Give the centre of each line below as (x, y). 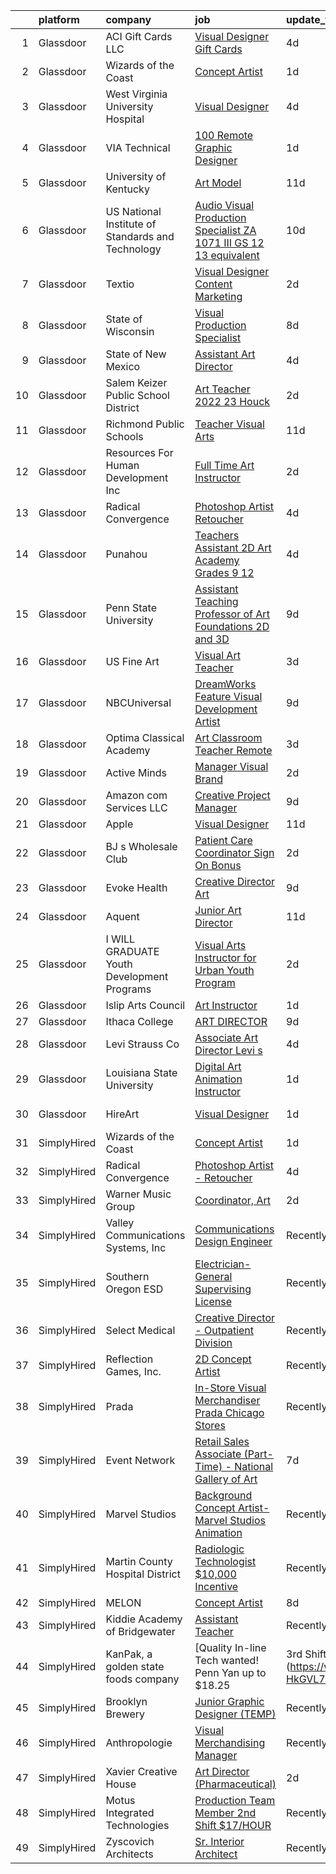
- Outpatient (224, 1330)
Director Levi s (228, 1050)
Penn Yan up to (230, 1672)
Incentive (216, 1586)
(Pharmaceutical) (235, 1784)
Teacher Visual (229, 424)
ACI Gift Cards (139, 36)
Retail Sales (222, 1441)
